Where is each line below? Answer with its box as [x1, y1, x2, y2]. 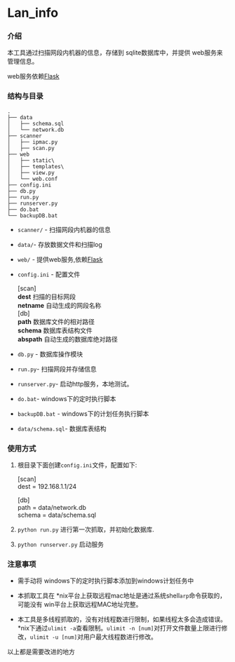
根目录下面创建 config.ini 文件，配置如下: [17, 461, 137, 469]
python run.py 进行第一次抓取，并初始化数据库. [17, 525, 154, 534]
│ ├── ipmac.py [7, 138, 58, 145]
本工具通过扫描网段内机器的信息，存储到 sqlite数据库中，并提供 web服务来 [7, 48, 223, 57]
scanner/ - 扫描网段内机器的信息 [17, 225, 111, 234]
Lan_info [7, 5, 59, 21]
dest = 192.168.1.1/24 [17, 482, 77, 491]
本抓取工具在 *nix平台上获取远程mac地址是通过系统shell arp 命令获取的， [17, 591, 227, 600]
